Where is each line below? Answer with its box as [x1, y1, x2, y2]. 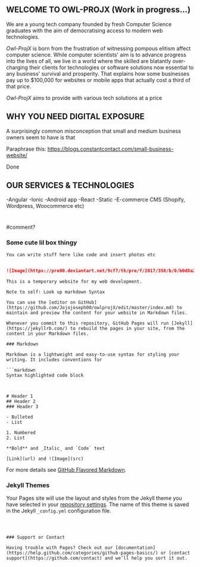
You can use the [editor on [6, 299, 76, 306]
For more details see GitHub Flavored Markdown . [6, 466, 127, 473]
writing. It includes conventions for [6, 357, 102, 363]
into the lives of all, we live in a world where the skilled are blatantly [6, 57, 171, 64]
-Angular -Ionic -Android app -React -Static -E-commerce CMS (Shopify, [6, 196, 186, 203]
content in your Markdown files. [6, 331, 89, 337]
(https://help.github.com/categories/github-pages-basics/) [6, 550, 159, 556]
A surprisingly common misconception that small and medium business [6, 127, 182, 135]
